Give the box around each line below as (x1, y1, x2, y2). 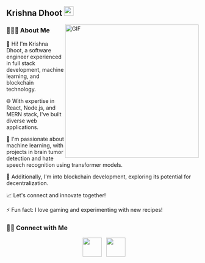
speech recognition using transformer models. (6, 161, 123, 168)
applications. (6, 123, 38, 131)
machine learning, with (6, 141, 64, 149)
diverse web (6, 117, 38, 124)
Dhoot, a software (6, 46, 52, 54)
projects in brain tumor (6, 148, 64, 155)
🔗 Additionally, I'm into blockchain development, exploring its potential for (6, 173, 191, 180)
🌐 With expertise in (6, 97, 55, 104)
